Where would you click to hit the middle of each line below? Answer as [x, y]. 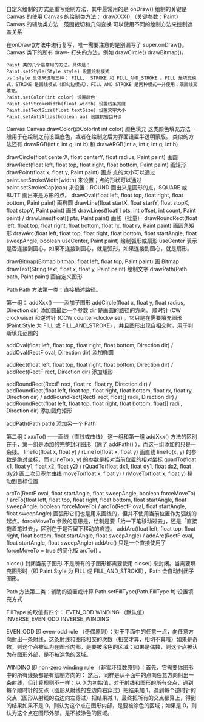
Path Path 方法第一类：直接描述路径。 [54, 289]
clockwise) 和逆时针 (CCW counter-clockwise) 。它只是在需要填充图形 [94, 318]
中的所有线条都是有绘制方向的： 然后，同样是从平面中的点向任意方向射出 [97, 675]
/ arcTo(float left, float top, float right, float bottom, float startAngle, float [97, 500]
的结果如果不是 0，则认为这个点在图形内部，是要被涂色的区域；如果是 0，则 [102, 705]
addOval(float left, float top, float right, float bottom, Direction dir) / [90, 345]
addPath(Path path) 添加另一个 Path [51, 423]
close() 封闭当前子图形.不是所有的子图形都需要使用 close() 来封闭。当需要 [98, 563]
